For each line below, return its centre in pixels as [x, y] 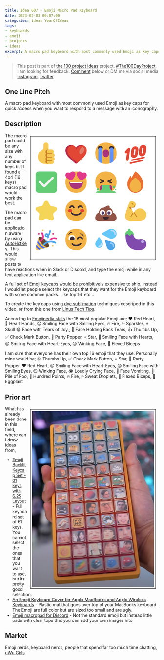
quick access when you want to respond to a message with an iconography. [82, 109]
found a [13, 172]
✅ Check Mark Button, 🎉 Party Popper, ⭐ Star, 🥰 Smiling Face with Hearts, [79, 337]
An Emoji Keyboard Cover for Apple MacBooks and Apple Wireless [79, 600]
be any [12, 146]
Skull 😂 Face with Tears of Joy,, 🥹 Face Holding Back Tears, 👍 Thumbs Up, [82, 330]
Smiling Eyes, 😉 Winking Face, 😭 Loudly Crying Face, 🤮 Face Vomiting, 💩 [80, 371]
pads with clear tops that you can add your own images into [72, 620]
